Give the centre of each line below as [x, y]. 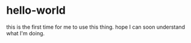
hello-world [36, 10]
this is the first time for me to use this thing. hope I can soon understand [96, 27]
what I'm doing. [26, 33]
